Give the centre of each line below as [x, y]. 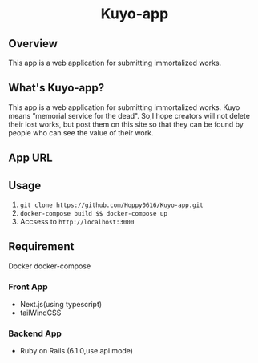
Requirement [41, 246]
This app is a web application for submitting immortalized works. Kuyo [124, 107]
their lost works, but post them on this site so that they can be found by [126, 124]
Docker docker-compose [50, 266]
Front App [28, 287]
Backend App [35, 333]
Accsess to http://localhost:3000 [77, 222]
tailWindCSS [40, 313]
